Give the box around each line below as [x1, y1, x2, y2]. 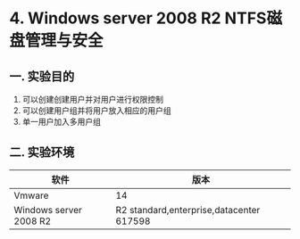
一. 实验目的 [9, 69, 75, 84]
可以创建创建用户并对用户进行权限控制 [21, 95, 163, 104]
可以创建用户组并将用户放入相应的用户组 [21, 105, 171, 116]
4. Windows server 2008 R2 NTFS [9, 8, 267, 29]
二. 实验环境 [9, 144, 75, 161]
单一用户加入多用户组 [21, 117, 101, 127]
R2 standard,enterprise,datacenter [115, 203, 261, 216]
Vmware [13, 189, 49, 202]
